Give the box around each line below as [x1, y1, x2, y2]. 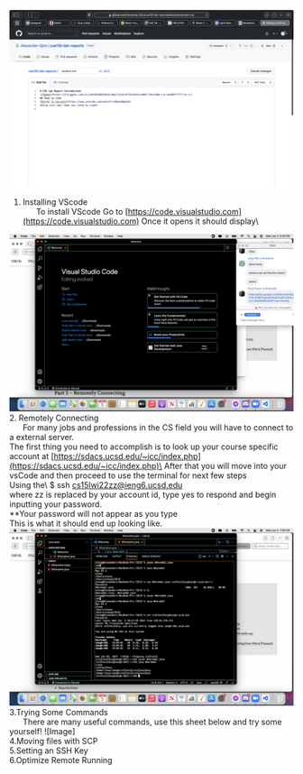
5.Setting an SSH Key [9, 745, 88, 756]
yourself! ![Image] [9, 726, 76, 736]
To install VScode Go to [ [35, 207, 129, 217]
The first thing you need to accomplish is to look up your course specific [9, 441, 279, 452]
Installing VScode [22, 197, 88, 207]
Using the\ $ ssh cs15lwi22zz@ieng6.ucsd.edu [9, 480, 183, 490]
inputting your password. [9, 499, 102, 510]
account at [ [9, 451, 54, 461]
